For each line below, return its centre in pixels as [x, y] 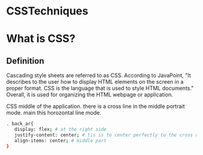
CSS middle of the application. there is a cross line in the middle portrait [96, 106]
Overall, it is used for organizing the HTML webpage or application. [90, 95]
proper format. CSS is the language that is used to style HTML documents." [100, 88]
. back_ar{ [20, 124]
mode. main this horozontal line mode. [54, 113]
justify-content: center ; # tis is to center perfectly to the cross [104, 135]
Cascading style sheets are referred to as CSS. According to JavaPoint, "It [99, 75]
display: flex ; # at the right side [60, 130]
